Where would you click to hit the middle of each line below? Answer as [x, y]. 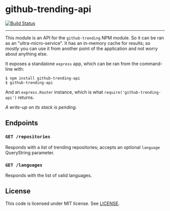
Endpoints [22, 123]
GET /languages [24, 165]
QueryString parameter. [30, 152]
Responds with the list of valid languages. [49, 175]
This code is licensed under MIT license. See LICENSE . [62, 203]
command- [151, 64]
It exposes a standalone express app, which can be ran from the [72, 64]
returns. [26, 97]
